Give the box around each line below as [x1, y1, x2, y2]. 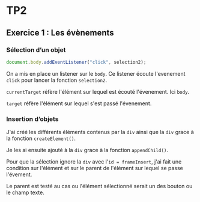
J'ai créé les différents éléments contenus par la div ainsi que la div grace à [6, 129, 194, 136]
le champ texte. [6, 189, 45, 196]
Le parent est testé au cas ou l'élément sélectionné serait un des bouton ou [6, 183, 193, 190]
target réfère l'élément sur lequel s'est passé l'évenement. [6, 100, 152, 107]
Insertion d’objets [6, 115, 59, 123]
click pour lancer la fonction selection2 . [6, 76, 107, 84]
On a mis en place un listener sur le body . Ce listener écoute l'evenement [6, 70, 186, 77]
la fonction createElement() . [6, 135, 76, 142]
